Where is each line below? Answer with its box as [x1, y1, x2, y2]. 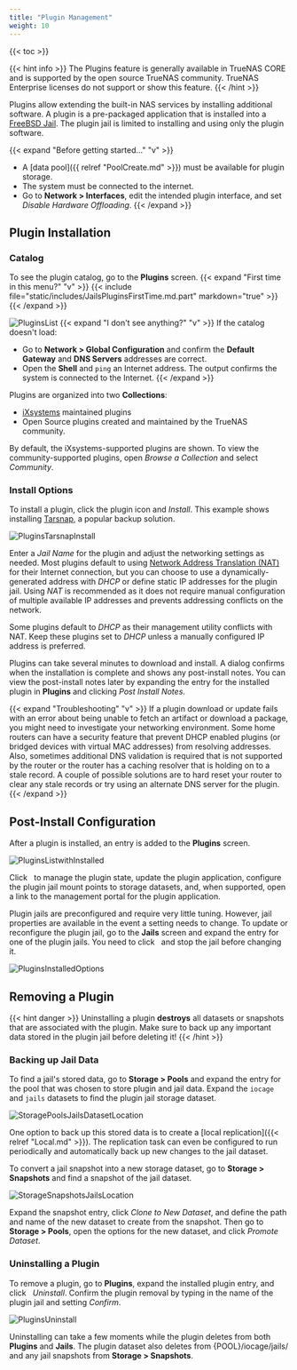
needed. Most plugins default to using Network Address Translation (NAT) [9, 557, 280, 569]
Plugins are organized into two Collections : [9, 390, 168, 401]
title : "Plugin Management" [9, 12, 113, 22]
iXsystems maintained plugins [21, 407, 132, 418]
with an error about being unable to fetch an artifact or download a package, [9, 713, 289, 724]
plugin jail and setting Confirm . [9, 1296, 121, 1307]
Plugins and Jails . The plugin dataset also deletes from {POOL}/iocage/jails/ [9, 1341, 289, 1351]
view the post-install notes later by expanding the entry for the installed [9, 677, 270, 688]
